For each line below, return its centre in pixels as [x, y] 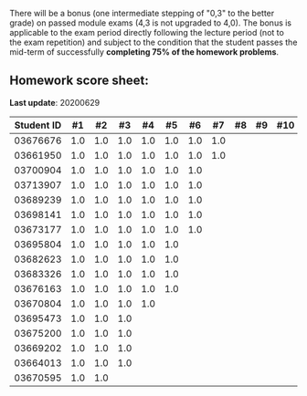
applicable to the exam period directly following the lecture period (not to [147, 32]
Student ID [38, 125]
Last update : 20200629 [55, 102]
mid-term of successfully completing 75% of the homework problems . [144, 52]
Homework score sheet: [79, 81]
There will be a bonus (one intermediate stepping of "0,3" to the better [142, 13]
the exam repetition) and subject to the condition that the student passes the [153, 42]
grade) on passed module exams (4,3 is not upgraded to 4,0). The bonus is [151, 23]
